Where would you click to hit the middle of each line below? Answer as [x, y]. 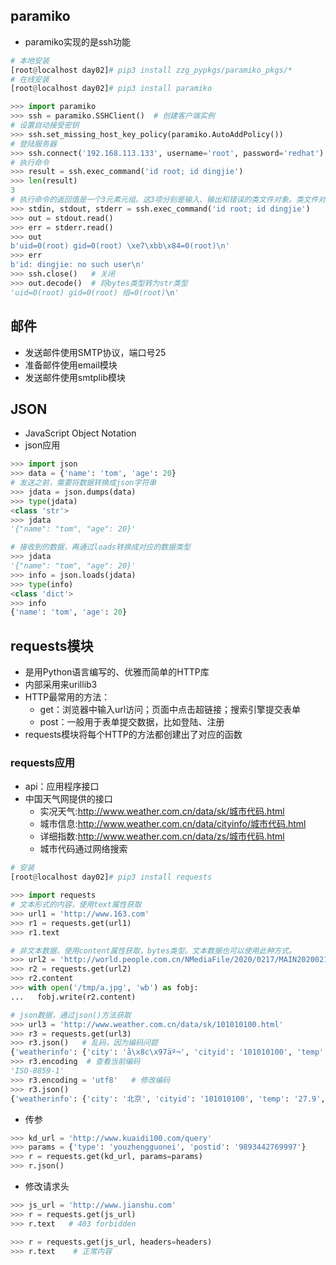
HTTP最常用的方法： [67, 697]
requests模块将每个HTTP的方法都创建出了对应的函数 [133, 735]
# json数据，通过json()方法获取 [71, 1015]
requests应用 [43, 763]
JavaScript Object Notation [80, 433]
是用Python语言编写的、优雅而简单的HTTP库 [117, 672]
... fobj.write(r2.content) [73, 997]
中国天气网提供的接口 [68, 799]
